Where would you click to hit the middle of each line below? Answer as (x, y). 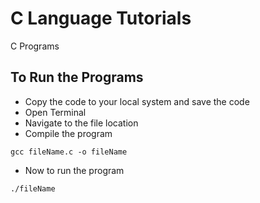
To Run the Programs (77, 77)
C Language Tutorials (101, 18)
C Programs (35, 46)
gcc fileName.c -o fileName (69, 152)
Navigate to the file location (81, 123)
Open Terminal (55, 112)
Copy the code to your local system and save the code (137, 101)
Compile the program (68, 133)
